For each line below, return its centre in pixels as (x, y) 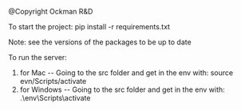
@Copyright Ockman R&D (51, 11)
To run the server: (38, 57)
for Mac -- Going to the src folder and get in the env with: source (126, 73)
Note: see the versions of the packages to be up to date (100, 42)
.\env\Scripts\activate (55, 98)
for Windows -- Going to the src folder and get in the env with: (122, 89)
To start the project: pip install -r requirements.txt (89, 27)
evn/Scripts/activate (53, 81)
